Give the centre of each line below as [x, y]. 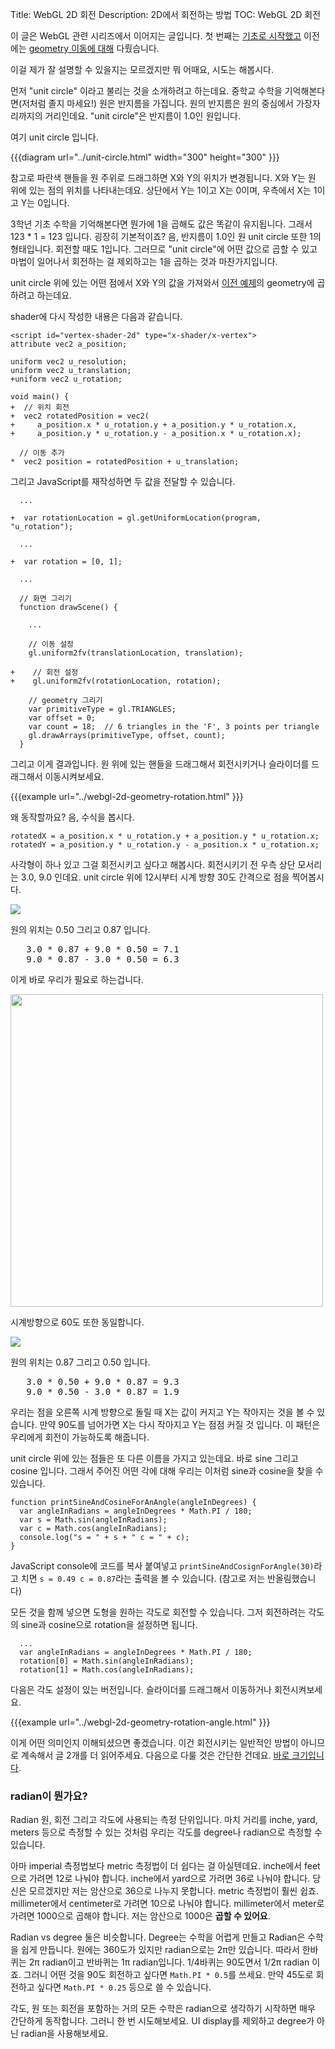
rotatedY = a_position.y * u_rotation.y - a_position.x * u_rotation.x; [165, 845]
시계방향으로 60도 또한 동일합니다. [77, 1322]
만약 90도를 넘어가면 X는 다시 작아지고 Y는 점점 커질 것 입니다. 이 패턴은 [180, 1424]
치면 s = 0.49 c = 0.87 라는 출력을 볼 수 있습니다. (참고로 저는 [143, 1578]
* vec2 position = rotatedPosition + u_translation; [125, 462]
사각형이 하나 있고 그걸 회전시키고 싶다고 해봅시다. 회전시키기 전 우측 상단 [153, 864]
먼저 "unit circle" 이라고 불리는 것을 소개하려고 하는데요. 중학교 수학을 [146, 91]
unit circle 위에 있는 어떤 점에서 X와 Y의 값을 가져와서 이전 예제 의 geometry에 [162, 282]
